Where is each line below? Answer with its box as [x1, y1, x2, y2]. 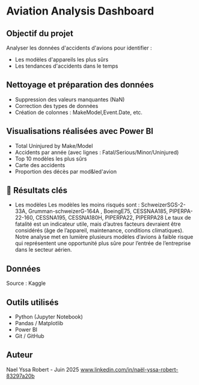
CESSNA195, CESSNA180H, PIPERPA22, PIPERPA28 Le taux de [35, 214, 191, 221]
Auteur [6, 350, 33, 360]
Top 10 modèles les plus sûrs [14, 155, 87, 162]
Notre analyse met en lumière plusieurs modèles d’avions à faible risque [14, 234, 194, 241]
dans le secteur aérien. [14, 246, 72, 253]
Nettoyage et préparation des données [6, 80, 155, 90]
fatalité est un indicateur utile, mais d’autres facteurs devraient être [14, 220, 182, 227]
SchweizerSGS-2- [141, 201, 186, 209]
